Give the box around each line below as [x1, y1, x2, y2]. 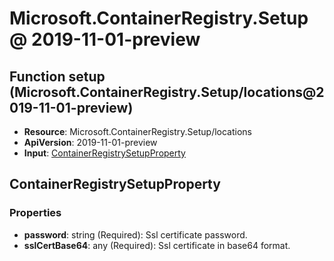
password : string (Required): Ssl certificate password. [23, 228, 248, 241]
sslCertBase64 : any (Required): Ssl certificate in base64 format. [23, 239, 291, 251]
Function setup [9, 68, 106, 85]
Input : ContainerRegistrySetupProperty [23, 147, 186, 159]
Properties [9, 206, 62, 220]
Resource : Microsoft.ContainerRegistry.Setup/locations [23, 126, 253, 137]
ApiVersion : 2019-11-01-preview [23, 137, 158, 148]
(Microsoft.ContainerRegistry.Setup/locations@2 [9, 83, 325, 101]
